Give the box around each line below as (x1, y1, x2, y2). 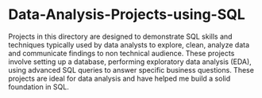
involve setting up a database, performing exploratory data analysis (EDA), (8, 57, 252, 66)
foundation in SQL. (8, 81, 69, 92)
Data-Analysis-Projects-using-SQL (8, 6, 246, 24)
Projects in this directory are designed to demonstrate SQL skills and (8, 32, 233, 41)
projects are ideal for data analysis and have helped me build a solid (8, 73, 231, 83)
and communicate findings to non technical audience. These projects (8, 48, 235, 58)
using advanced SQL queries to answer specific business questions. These (8, 65, 254, 74)
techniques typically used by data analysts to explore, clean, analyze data (8, 40, 250, 49)
